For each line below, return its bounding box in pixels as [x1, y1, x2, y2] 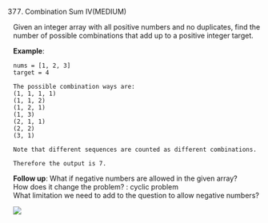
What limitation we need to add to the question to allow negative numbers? [13, 191, 259, 200]
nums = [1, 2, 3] [13, 62, 71, 70]
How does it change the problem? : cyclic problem [13, 182, 179, 191]
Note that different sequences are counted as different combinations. [13, 145, 257, 153]
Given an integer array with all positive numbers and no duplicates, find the [13, 22, 261, 31]
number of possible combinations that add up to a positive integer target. [13, 31, 254, 40]
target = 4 [13, 69, 50, 77]
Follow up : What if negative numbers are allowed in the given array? [13, 173, 238, 183]
